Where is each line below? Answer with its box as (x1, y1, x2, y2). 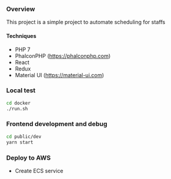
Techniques (6, 32, 37, 39)
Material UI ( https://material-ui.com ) (14, 71, 104, 78)
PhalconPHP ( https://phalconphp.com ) (14, 52, 111, 59)
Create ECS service (14, 167, 64, 174)
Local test (6, 86, 36, 95)
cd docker (6, 100, 31, 106)
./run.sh (6, 105, 28, 111)
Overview (6, 5, 35, 13)
